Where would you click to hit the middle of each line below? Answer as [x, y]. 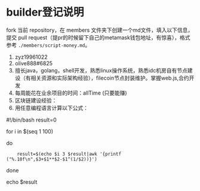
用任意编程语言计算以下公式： [51, 108]
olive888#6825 [33, 63]
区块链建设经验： [36, 100]
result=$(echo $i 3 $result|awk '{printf [69, 154]
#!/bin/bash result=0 [31, 120]
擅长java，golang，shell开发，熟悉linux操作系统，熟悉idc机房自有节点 [101, 70]
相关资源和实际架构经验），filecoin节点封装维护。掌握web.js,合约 [110, 78]
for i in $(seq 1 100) [30, 131]
